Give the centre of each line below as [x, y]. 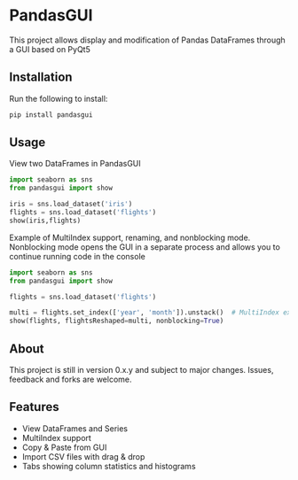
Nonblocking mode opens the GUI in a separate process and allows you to [145, 247]
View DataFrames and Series [75, 428]
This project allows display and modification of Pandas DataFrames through [147, 40]
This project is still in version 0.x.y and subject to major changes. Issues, [141, 370]
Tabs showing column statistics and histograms [109, 466]
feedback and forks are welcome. [71, 379]
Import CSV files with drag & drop [83, 456]
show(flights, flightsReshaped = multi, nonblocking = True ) [117, 321]
